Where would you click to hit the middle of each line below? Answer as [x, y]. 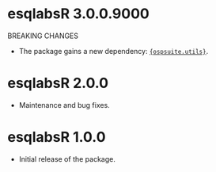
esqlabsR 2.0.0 [58, 83]
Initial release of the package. [67, 159]
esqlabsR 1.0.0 [57, 138]
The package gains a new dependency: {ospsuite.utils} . [114, 51]
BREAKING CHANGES [43, 36]
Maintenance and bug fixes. [64, 105]
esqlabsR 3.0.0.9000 [78, 14]
